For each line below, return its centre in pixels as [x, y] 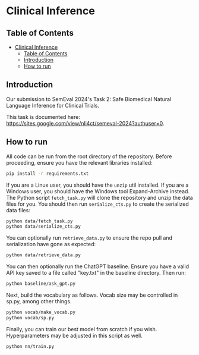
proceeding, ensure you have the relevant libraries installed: [79, 162]
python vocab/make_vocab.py [41, 312]
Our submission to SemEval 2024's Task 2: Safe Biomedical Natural [89, 99]
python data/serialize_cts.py [44, 227]
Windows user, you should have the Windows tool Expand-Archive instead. [98, 191]
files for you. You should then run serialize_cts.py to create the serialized [97, 204]
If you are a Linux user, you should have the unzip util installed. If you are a [97, 185]
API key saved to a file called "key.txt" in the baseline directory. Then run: [96, 273]
